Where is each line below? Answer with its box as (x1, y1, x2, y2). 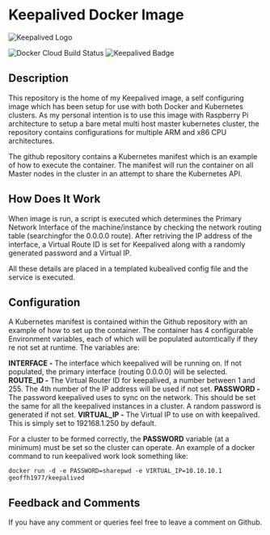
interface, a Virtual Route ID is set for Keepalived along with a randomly (8, 239, 246, 249)
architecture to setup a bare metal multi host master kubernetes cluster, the (8, 119, 260, 128)
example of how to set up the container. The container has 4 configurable (8, 326, 254, 335)
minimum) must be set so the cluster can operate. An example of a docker (8, 443, 255, 453)
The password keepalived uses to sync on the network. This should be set (8, 393, 256, 402)
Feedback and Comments (8, 495, 141, 510)
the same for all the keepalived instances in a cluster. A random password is (8, 402, 261, 411)
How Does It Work (8, 192, 101, 206)
